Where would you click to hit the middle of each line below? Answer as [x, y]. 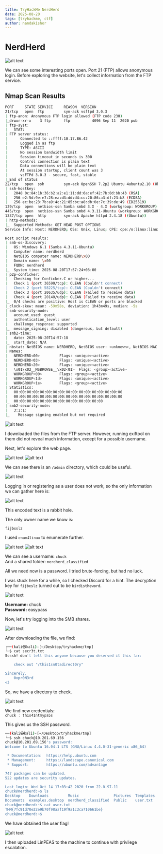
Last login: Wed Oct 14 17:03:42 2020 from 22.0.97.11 [62, 787]
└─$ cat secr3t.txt [25, 651]
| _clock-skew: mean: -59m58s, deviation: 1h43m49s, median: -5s [71, 306]
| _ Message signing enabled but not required [55, 415]
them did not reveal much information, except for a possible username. [76, 438]
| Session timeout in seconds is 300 [49, 157]
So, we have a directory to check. [39, 692]
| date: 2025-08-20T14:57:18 [37, 338]
